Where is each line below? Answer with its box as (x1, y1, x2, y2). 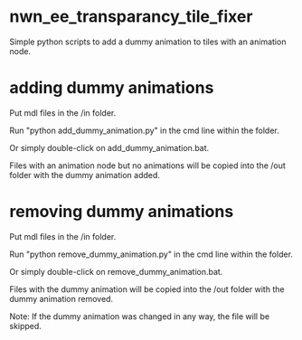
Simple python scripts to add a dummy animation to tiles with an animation (9, 36, 287, 47)
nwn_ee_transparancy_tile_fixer (9, 6, 253, 27)
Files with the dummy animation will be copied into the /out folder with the (9, 283, 285, 295)
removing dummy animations (9, 202, 234, 222)
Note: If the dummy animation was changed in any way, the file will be (9, 310, 269, 322)
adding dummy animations (9, 78, 214, 99)
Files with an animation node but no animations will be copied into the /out (9, 160, 287, 171)
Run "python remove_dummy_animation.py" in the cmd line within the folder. (9, 249, 294, 260)
